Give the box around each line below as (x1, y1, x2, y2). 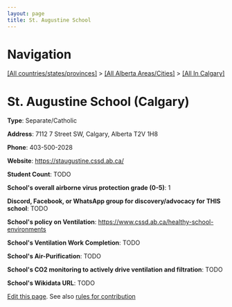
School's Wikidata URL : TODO (7, 279, 96, 288)
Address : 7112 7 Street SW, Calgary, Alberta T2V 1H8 (7, 130, 158, 139)
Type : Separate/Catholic (7, 116, 78, 125)
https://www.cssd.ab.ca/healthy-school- (98, 218, 214, 226)
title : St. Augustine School (7, 17, 91, 24)
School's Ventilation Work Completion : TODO (7, 238, 141, 247)
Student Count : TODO (7, 170, 71, 179)
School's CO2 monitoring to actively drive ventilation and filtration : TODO (7, 265, 223, 274)
